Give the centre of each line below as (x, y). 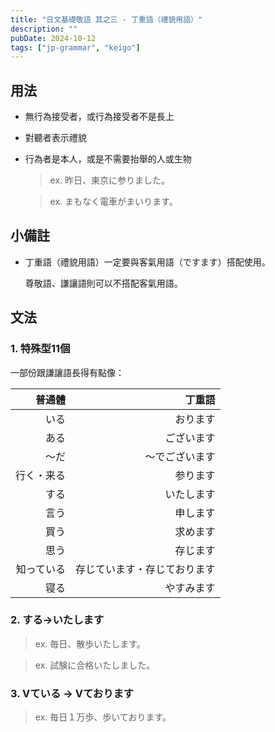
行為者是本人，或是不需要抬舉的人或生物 (108, 159)
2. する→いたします (57, 620)
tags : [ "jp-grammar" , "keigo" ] (75, 47)
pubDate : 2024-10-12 (53, 38)
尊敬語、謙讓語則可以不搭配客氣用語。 (103, 283)
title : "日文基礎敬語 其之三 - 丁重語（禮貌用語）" (106, 19)
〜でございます (180, 456)
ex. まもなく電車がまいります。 (113, 202)
